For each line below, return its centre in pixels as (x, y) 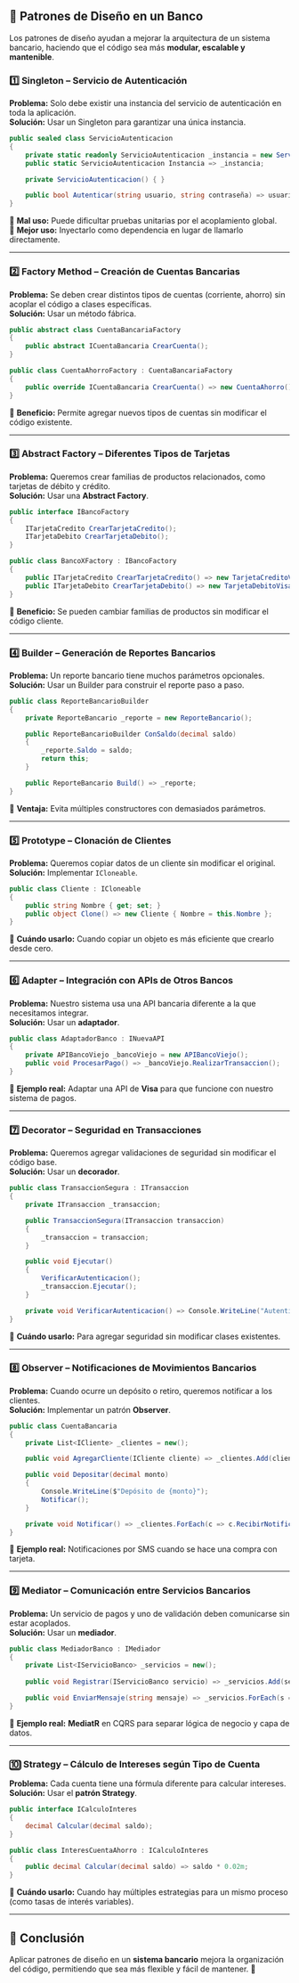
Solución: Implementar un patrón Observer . (90, 1409)
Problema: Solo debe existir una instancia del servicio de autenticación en (145, 103)
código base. (33, 1163)
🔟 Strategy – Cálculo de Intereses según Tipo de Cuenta (135, 1764)
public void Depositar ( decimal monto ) (97, 1475)
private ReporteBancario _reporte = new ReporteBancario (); (139, 718)
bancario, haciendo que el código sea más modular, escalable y (128, 47)
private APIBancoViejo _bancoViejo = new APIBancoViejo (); (137, 1055)
